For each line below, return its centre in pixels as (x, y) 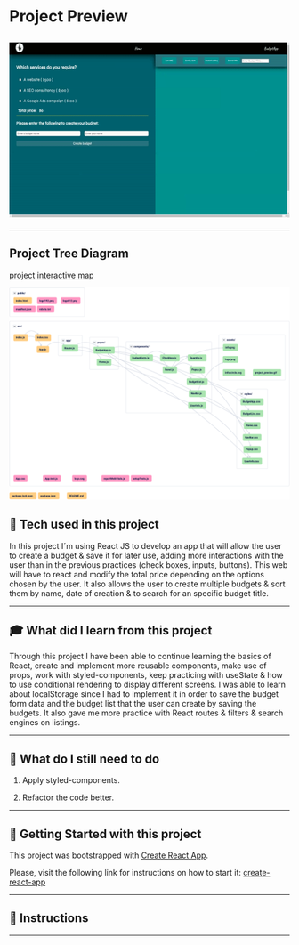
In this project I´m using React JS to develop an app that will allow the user (145, 545)
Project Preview (69, 16)
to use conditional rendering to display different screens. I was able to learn (148, 685)
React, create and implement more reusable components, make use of (138, 666)
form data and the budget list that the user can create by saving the (133, 704)
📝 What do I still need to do (85, 759)
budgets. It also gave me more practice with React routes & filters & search (146, 713)
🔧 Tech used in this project (84, 525)
